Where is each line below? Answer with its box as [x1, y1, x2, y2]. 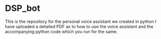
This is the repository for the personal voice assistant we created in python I [5, 19, 157, 24]
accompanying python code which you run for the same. [5, 29, 118, 34]
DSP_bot [5, 3, 41, 14]
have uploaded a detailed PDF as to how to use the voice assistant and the [5, 23, 154, 29]
